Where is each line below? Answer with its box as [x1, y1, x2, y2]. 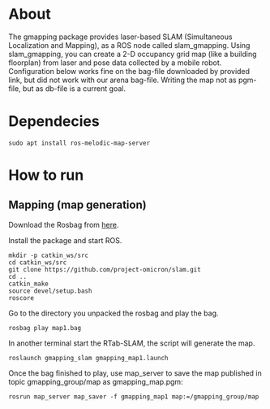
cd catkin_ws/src [8, 258, 67, 267]
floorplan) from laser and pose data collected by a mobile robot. [8, 58, 222, 67]
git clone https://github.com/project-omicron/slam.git [8, 265, 201, 273]
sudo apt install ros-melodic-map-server [8, 139, 151, 147]
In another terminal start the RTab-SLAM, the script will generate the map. [8, 338, 255, 348]
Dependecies [8, 112, 100, 131]
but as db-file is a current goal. [23, 83, 126, 94]
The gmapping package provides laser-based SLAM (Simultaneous [8, 32, 233, 41]
